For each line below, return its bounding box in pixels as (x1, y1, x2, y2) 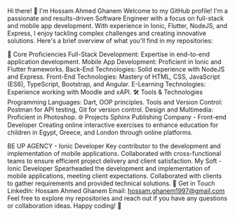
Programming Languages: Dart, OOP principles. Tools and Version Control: (7, 98, 223, 106)
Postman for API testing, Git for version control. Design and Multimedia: (7, 105, 214, 114)
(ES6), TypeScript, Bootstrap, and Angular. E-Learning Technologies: (7, 80, 206, 88)
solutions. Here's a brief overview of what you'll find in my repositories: (7, 37, 213, 45)
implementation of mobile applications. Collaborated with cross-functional (7, 150, 222, 157)
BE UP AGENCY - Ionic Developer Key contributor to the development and (7, 142, 221, 150)
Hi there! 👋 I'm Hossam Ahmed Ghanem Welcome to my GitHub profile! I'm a (7, 7, 228, 15)
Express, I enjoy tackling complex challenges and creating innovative (7, 29, 207, 37)
